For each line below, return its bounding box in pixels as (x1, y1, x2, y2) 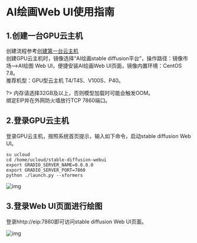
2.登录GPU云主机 (6, 116, 69, 126)
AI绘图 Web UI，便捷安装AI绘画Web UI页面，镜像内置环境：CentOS (18, 63, 182, 69)
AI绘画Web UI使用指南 (6, 5, 115, 19)
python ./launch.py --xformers (6, 172, 83, 178)
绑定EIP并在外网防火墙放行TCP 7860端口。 (6, 97, 111, 104)
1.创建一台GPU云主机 (6, 31, 83, 41)
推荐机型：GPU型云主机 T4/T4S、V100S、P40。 (6, 77, 124, 84)
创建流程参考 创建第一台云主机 (6, 48, 78, 54)
